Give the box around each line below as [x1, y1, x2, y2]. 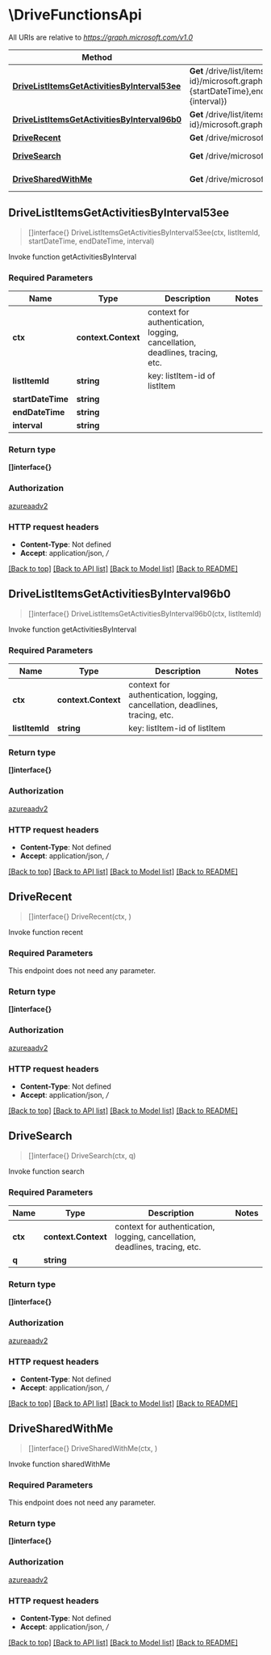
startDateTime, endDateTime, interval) [27, 236, 155, 246]
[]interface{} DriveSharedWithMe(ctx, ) [27, 1443, 158, 1453]
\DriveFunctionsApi [8, 6, 143, 24]
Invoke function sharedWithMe [8, 1458, 110, 1469]
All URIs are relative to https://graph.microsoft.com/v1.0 [8, 32, 194, 42]
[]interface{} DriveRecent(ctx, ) [27, 912, 131, 921]
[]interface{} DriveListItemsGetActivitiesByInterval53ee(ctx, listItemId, [27, 227, 261, 237]
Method [81, 51, 113, 62]
